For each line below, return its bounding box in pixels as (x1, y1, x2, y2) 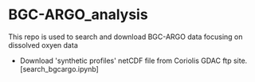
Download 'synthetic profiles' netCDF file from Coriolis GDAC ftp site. (19, 56, 248, 65)
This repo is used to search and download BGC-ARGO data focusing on (8, 32, 243, 41)
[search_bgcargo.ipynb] (19, 64, 100, 73)
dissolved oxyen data (8, 40, 78, 49)
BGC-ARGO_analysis (8, 6, 149, 24)
